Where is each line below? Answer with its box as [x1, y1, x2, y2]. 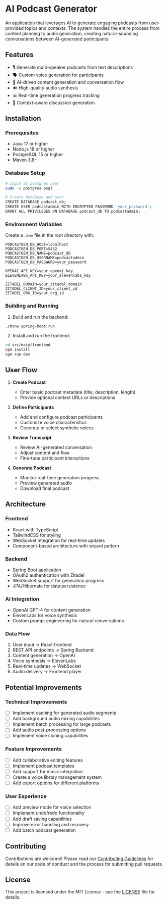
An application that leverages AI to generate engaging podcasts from [5, 20, 148, 26]
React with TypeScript [12, 526, 59, 533]
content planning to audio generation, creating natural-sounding [5, 30, 138, 36]
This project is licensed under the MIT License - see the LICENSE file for [5, 889, 155, 895]
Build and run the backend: [12, 314, 69, 320]
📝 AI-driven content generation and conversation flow [12, 79, 124, 85]
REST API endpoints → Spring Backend [12, 647, 94, 653]
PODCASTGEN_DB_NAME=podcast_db [5, 251, 71, 256]
